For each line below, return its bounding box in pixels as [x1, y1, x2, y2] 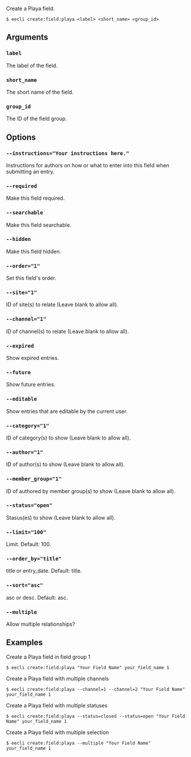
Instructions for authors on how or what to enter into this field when [6, 161, 169, 168]
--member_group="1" [6, 475, 62, 482]
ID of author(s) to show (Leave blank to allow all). [6, 461, 125, 468]
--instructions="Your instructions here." [6, 150, 129, 157]
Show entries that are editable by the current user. [6, 408, 128, 415]
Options [6, 132, 36, 142]
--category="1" [6, 422, 50, 429]
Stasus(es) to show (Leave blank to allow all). [6, 514, 116, 521]
